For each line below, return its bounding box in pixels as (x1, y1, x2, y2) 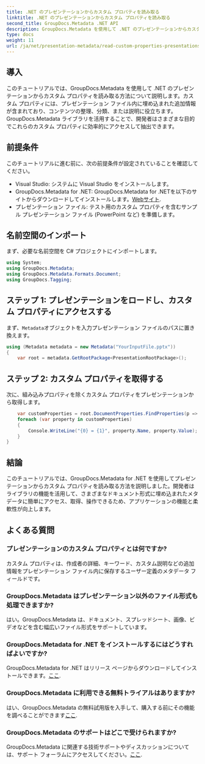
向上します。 (22, 505, 54, 513)
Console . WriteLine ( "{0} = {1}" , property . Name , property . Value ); (28, 428, 198, 434)
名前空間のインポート (6, 230, 87, 240)
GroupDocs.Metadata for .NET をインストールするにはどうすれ (6, 640, 193, 649)
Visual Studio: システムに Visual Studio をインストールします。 (15, 180, 172, 187)
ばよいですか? (6, 649, 48, 658)
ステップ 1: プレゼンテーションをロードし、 (6, 295, 169, 306)
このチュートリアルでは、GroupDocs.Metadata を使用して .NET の (6, 84, 173, 92)
